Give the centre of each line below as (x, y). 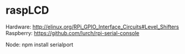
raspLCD (27, 10)
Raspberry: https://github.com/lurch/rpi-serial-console (73, 33)
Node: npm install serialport (40, 45)
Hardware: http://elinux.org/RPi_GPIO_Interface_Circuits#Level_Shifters (92, 27)
